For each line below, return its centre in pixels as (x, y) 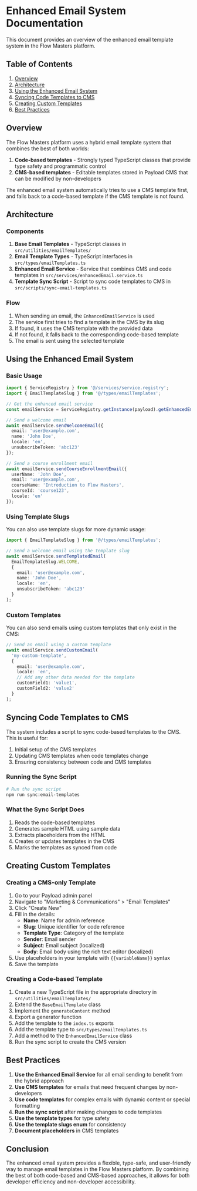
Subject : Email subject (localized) (64, 945)
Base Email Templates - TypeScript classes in (70, 244)
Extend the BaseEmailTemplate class (58, 1004)
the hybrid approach (39, 1081)
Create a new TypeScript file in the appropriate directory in (86, 992)
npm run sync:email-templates (43, 794)
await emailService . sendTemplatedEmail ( (56, 556)
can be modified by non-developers (58, 178)
